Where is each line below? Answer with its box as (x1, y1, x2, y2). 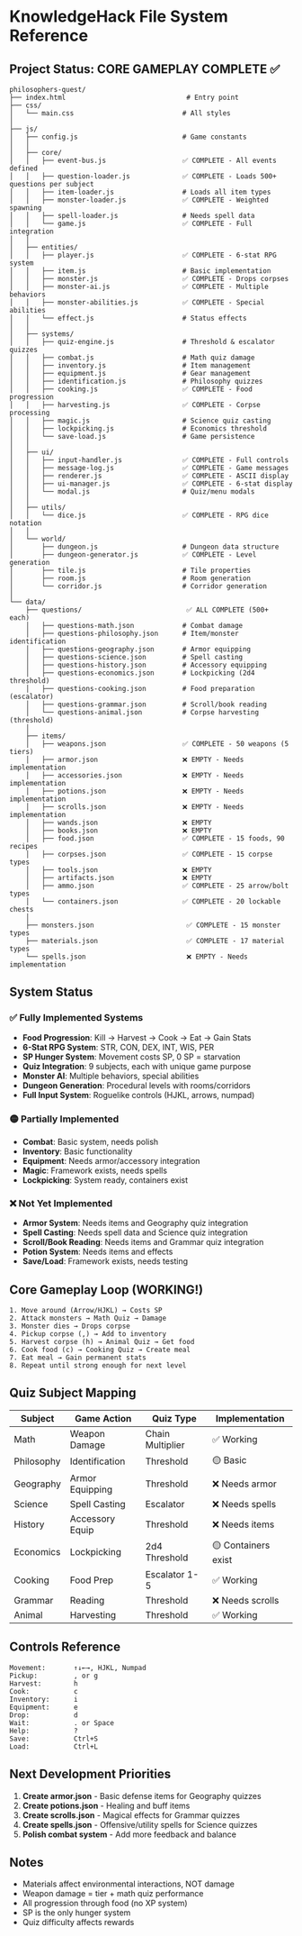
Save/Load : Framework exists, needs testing (22, 1256, 189, 1267)
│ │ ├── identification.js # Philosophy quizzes (9, 377, 263, 386)
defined (9, 164, 39, 173)
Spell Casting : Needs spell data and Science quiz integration (22, 1227, 249, 1238)
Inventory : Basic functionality (22, 1146, 133, 1157)
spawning (9, 204, 42, 213)
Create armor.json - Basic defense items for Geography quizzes (22, 1790, 262, 1801)
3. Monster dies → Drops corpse (9, 1322, 130, 1331)
